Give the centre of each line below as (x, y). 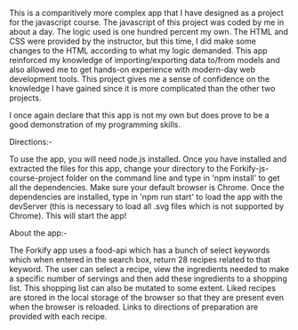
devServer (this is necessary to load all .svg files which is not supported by (147, 206)
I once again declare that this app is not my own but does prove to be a (139, 115)
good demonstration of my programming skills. (95, 125)
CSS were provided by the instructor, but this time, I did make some (133, 41)
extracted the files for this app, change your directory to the (119, 169)
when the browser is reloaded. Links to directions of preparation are (134, 307)
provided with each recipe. (58, 316)
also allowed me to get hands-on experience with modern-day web (133, 69)
